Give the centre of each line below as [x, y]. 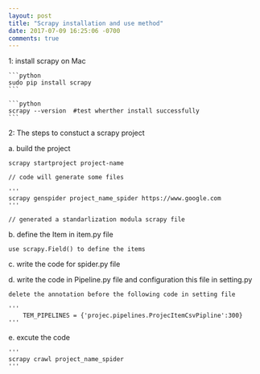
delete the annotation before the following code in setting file [122, 294]
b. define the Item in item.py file [61, 235]
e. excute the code [39, 338]
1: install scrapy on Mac [47, 61]
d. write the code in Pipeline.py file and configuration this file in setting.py [130, 280]
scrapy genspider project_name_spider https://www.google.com [115, 199]
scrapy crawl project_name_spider [66, 360]
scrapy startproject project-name [66, 163]
